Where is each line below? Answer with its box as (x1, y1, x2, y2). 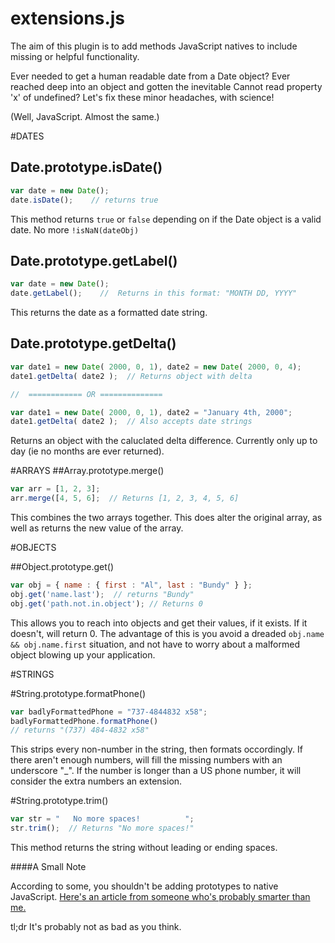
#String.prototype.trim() (10, 795, 109, 807)
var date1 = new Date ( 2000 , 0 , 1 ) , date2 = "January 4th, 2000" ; (10, 407, 293, 417)
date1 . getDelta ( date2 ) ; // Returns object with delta (10, 371, 253, 381)
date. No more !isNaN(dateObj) (10, 223, 140, 236)
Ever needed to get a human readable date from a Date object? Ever (10, 70, 291, 82)
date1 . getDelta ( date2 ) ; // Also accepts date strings (10, 417, 253, 427)
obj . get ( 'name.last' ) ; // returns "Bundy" (10, 589, 195, 599)
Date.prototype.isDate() (10, 159, 163, 176)
